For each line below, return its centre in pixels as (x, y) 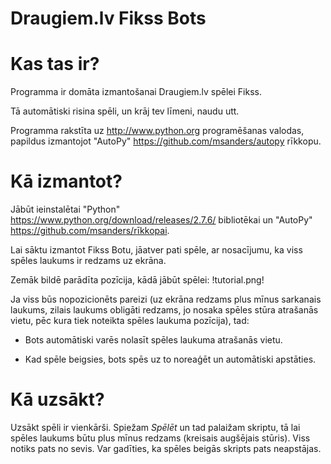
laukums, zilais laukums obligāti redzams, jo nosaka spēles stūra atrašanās (164, 310)
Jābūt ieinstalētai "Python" (65, 209)
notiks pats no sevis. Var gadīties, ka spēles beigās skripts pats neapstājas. (166, 448)
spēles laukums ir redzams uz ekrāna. (88, 261)
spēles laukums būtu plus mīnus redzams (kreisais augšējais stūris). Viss (160, 438)
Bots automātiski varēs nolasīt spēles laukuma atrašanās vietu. (153, 340)
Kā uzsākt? (57, 399)
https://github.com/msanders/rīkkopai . (90, 231)
